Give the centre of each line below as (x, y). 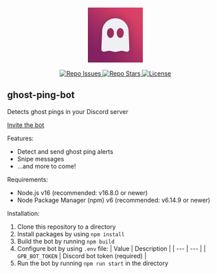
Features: (21, 138)
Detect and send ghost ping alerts (65, 151)
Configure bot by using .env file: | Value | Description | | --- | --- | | (111, 249)
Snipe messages (41, 159)
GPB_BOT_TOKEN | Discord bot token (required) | (82, 255)
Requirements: (27, 179)
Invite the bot (26, 125)
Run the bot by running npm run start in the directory (93, 263)
